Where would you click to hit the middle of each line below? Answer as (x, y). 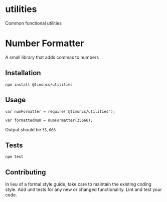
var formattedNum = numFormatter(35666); (49, 120)
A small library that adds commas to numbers (52, 57)
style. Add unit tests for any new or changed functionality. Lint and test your (83, 189)
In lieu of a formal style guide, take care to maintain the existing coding (78, 184)
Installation (23, 73)
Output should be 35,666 (31, 129)
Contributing (26, 172)
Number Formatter (45, 43)
